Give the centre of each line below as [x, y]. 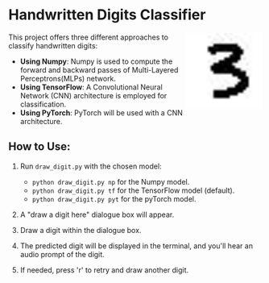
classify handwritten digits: [53, 45]
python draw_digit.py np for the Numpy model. [111, 181]
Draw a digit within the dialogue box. [81, 230]
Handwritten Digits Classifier [107, 15]
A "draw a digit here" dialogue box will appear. [97, 214]
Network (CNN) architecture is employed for [93, 95]
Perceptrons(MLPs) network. [68, 78]
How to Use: [39, 147]
